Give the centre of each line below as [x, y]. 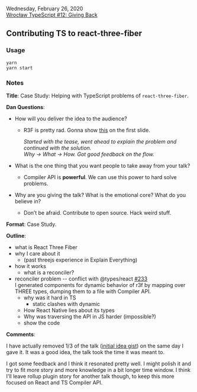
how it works [30, 266]
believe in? [28, 201]
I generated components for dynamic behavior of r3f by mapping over [100, 285]
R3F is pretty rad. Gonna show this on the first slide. [87, 130]
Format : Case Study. [31, 224]
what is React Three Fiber [46, 247]
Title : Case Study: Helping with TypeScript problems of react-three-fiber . [98, 95]
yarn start [20, 68]
